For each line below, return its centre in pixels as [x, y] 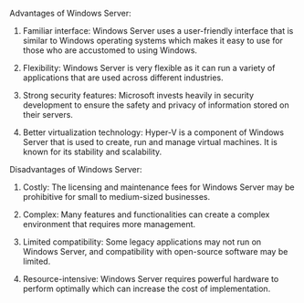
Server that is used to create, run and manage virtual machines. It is [150, 142]
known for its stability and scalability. [92, 151]
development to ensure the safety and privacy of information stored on [156, 105]
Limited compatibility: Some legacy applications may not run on [142, 242]
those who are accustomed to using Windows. [110, 50]
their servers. [47, 115]
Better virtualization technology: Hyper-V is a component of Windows [153, 132]
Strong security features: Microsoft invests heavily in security [138, 95]
